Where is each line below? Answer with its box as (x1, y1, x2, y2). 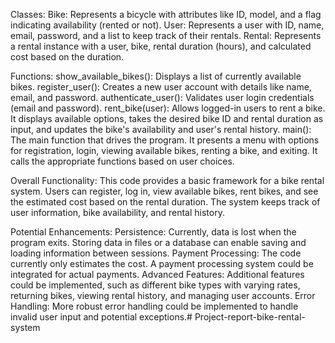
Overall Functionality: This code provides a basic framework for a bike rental (10, 175, 325, 186)
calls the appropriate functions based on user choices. (10, 155, 235, 167)
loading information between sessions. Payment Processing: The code (10, 247, 302, 259)
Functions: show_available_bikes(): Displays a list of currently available (10, 70, 302, 82)
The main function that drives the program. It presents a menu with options (10, 134, 320, 146)
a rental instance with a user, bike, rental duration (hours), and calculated (10, 40, 312, 52)
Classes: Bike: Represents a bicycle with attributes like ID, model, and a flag (10, 9, 322, 20)
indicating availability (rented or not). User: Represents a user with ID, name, (10, 19, 325, 31)
